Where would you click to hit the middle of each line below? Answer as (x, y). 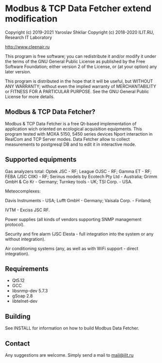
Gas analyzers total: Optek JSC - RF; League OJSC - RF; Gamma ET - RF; (78, 171)
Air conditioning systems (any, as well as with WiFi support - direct (72, 248)
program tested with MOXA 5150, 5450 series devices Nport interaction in (79, 134)
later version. (18, 71)
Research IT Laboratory (29, 37)
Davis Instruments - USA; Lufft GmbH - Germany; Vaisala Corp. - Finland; (78, 200)
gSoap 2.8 (22, 296)
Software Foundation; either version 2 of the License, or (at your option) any (81, 67)
